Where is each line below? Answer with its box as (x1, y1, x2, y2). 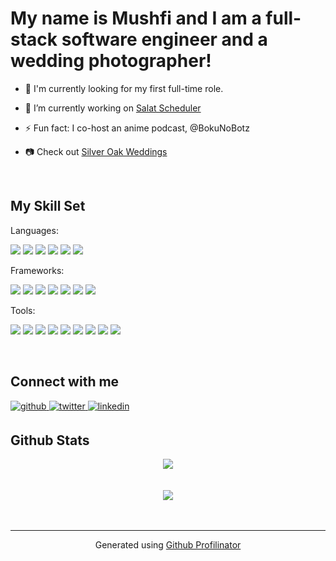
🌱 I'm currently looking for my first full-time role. (24, 82, 224, 94)
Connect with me (10, 373, 120, 391)
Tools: (10, 304, 36, 316)
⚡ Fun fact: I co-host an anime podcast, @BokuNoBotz (24, 122, 250, 134)
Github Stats (10, 432, 90, 449)
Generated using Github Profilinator (94, 539, 242, 551)
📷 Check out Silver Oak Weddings (24, 145, 168, 157)
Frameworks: (10, 264, 65, 276)
